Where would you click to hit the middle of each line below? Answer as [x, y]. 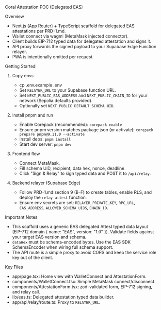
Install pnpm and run [32, 115]
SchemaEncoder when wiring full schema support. [63, 247]
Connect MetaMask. [40, 163]
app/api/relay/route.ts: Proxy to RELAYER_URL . [56, 302]
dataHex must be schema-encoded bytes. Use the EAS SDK [71, 242]
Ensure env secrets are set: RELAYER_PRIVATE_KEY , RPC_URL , [77, 203]
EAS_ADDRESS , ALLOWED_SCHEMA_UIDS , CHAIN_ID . [64, 208]
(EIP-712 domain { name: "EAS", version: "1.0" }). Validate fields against [83, 232]
